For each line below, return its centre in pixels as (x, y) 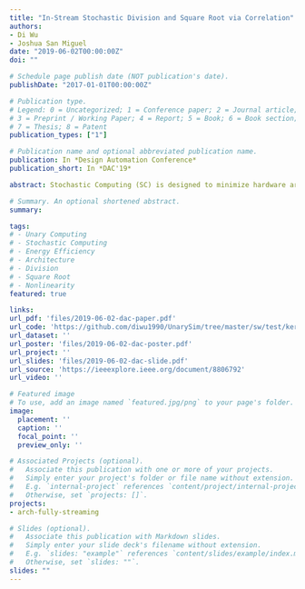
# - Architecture (42, 260)
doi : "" (24, 60)
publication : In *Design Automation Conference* (103, 160)
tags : (20, 226)
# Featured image (42, 394)
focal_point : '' (48, 436)
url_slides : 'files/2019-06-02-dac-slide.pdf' (99, 361)
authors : (26, 26)
